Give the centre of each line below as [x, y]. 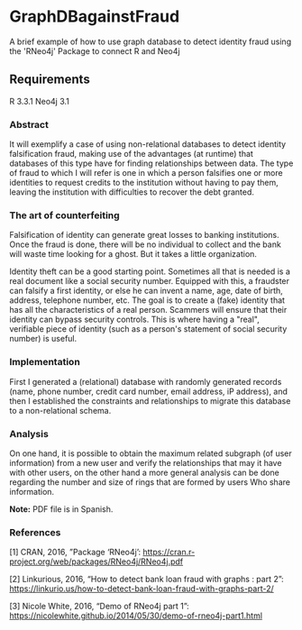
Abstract [29, 124]
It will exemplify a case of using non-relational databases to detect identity [148, 144]
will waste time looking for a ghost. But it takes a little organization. [133, 254]
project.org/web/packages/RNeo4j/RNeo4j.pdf [96, 562]
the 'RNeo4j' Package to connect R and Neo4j [95, 50]
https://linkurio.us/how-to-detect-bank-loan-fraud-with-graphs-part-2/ [142, 589]
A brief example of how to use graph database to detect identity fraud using [150, 41]
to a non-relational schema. [60, 410]
